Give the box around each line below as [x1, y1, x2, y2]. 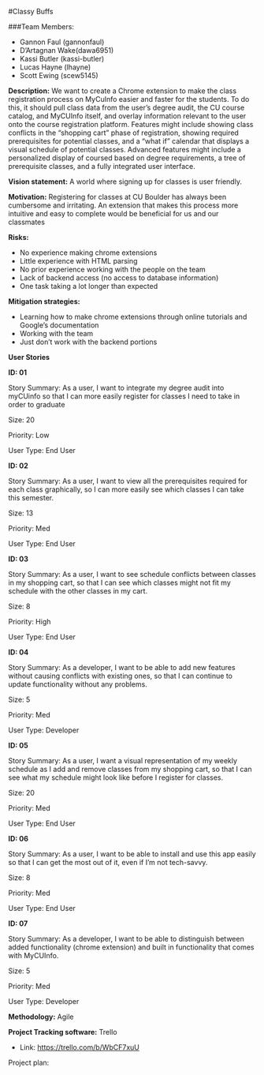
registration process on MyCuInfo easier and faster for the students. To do [8, 95, 250, 103]
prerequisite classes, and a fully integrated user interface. [8, 162, 195, 170]
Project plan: [8, 1058, 50, 1067]
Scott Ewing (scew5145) [19, 71, 99, 80]
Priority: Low [8, 430, 50, 440]
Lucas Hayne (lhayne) [19, 62, 91, 72]
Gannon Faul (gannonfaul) [19, 37, 105, 47]
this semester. [8, 493, 54, 502]
